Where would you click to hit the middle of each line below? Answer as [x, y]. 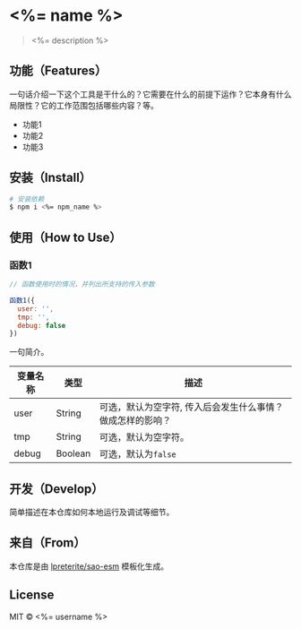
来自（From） [47, 543]
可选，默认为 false [138, 454]
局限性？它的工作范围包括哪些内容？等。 [84, 105]
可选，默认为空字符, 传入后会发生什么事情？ [191, 407]
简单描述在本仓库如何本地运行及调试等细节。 [92, 513]
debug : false [42, 325]
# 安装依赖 [27, 199]
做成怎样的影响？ [135, 420]
